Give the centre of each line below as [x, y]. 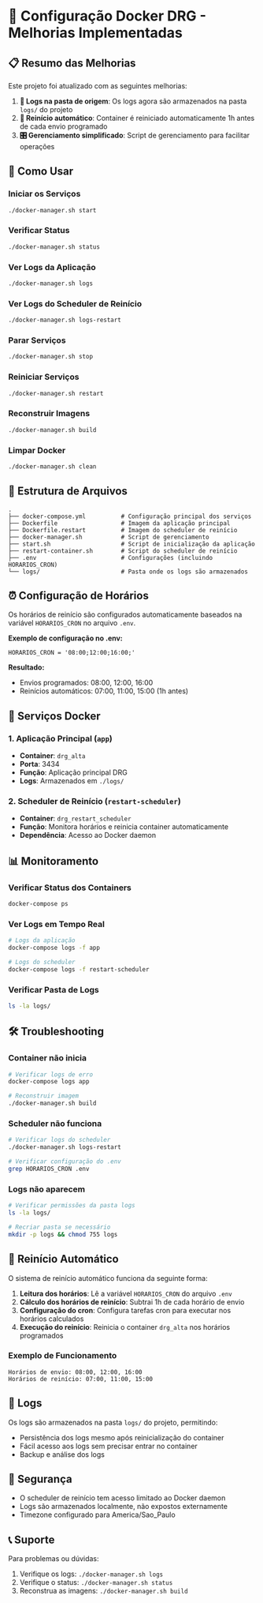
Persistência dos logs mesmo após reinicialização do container [122, 1437]
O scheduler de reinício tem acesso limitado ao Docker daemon [122, 1498]
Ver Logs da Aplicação [52, 267]
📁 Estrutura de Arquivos [68, 492]
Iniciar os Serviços [44, 194]
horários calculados [52, 1319]
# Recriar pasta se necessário [59, 1227]
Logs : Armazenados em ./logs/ [72, 781]
